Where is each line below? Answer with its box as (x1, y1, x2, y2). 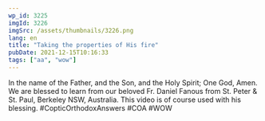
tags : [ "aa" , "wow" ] (8, 57, 77, 64)
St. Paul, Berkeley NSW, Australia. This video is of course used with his (8, 95, 242, 104)
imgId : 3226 (8, 19, 48, 27)
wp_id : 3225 (8, 11, 48, 20)
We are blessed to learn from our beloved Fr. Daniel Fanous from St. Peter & (8, 86, 258, 96)
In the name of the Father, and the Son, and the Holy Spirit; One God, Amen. (8, 77, 258, 88)
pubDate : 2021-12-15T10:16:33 (8, 49, 109, 57)
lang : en (8, 33, 38, 42)
